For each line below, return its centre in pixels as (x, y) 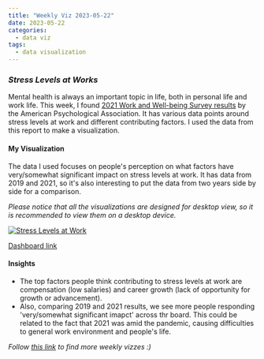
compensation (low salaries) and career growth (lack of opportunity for (135, 290)
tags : (17, 45)
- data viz (33, 37)
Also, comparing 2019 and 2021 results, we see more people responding (137, 306)
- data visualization (51, 52)
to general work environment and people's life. (95, 331)
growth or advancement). (61, 297)
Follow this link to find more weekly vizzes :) (80, 346)
